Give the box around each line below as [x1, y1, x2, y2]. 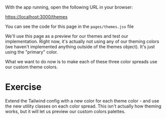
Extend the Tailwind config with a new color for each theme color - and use [5, 98, 160, 104]
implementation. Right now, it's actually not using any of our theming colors [5, 38, 160, 44]
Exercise [5, 82, 42, 93]
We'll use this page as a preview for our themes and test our [5, 33, 128, 39]
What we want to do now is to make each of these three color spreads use [5, 59, 158, 64]
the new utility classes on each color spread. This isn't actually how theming [5, 103, 162, 109]
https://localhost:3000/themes [5, 14, 68, 19]
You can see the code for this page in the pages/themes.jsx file [5, 23, 134, 29]
